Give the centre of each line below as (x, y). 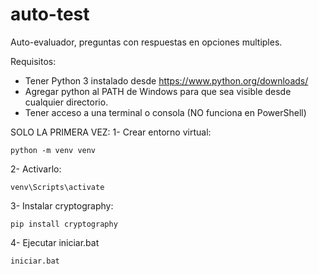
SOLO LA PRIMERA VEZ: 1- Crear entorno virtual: (111, 132)
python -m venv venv (53, 150)
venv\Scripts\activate (57, 187)
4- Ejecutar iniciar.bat (55, 242)
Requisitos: (33, 61)
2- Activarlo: (36, 169)
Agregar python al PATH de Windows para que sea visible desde (158, 91)
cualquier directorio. (66, 102)
